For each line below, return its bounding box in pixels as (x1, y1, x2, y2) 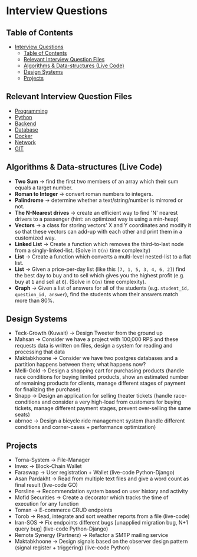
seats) (14, 411, 31, 418)
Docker (14, 132, 33, 139)
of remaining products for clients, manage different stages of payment (14, 379, 186, 387)
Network (14, 139, 37, 146)
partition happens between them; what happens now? (14, 361, 146, 368)
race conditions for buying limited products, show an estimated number (14, 373, 189, 381)
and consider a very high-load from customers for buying (41, 398, 182, 405)
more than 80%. (14, 297, 54, 304)
